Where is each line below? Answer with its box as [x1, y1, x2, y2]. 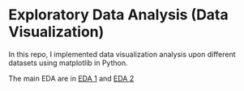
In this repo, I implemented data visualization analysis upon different [8, 49, 237, 59]
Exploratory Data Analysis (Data [8, 6, 229, 24]
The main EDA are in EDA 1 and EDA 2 [8, 73, 135, 83]
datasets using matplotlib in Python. [8, 58, 128, 68]
